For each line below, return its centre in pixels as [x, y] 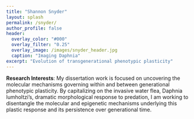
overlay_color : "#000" [39, 39]
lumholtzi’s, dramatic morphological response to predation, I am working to [97, 97]
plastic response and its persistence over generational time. [79, 110]
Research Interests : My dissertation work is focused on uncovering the [93, 78]
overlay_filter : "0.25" [41, 45]
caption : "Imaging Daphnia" [46, 56]
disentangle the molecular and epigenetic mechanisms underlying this [92, 103]
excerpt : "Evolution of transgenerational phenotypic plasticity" [90, 61]
